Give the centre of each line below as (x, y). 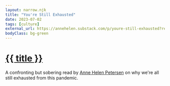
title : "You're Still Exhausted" (40, 15)
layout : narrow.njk (26, 10)
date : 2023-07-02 (24, 19)
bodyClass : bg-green (27, 33)
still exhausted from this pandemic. (42, 78)
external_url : (20, 29)
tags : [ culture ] (22, 24)
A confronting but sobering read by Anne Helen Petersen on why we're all (82, 72)
